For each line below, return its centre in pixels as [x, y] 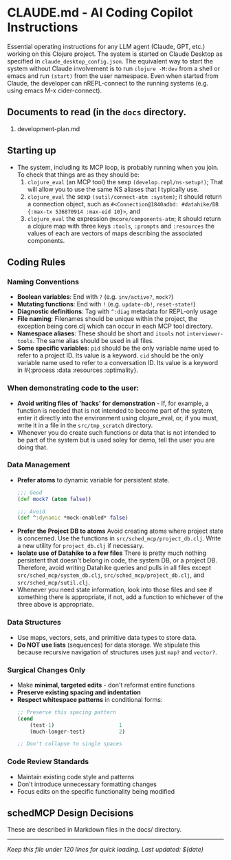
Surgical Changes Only [46, 670]
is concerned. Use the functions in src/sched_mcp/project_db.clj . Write [119, 538]
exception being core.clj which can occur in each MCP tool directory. [115, 326]
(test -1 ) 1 [76, 725]
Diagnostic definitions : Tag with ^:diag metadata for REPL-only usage [117, 311]
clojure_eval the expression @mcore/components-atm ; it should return [124, 218]
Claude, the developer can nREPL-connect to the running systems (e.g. [108, 83]
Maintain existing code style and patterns [76, 776]
